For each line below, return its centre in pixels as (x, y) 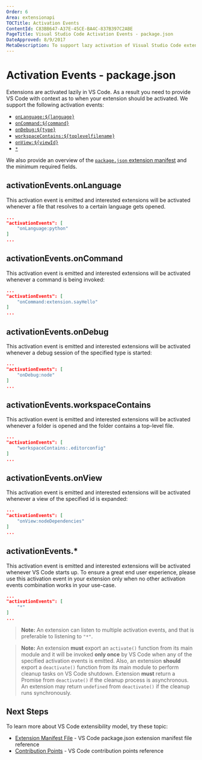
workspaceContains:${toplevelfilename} (65, 136)
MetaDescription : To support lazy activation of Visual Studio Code (94, 46)
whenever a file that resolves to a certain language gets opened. (86, 206)
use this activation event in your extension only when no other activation (96, 579)
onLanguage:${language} (45, 117)
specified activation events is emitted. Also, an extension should (101, 661)
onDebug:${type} (35, 130)
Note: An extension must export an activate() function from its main (107, 648)
